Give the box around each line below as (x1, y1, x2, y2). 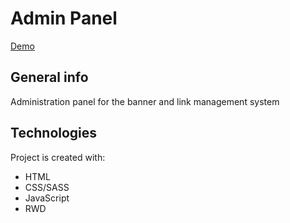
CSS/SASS (24, 181, 70, 193)
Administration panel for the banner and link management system (10, 95, 280, 107)
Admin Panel (10, 7, 118, 30)
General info (10, 69, 89, 86)
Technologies (10, 125, 98, 142)
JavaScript (24, 192, 70, 204)
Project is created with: (10, 151, 106, 163)
